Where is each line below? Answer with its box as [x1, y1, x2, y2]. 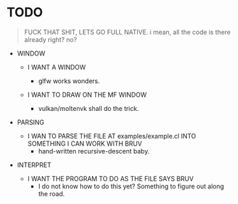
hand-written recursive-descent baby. [38, 146, 150, 155]
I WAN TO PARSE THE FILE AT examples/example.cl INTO [27, 131, 197, 140]
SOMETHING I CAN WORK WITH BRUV [27, 139, 143, 148]
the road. [38, 189, 65, 198]
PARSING [16, 118, 45, 127]
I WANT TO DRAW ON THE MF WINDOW [27, 90, 147, 99]
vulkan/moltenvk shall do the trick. [38, 104, 139, 112]
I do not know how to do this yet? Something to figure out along [38, 182, 225, 190]
